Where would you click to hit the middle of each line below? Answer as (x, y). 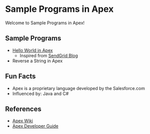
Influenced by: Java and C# (40, 93)
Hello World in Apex (32, 50)
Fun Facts (21, 76)
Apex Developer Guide (35, 126)
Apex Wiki (23, 121)
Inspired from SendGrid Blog (49, 55)
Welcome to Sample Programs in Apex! (45, 23)
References (23, 109)
